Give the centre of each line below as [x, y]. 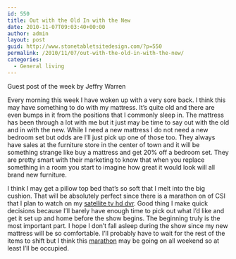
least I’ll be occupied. [38, 248]
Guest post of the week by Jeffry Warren [67, 86]
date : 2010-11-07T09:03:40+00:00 [56, 27]
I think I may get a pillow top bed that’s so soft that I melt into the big [106, 188]
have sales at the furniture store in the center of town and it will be [104, 144]
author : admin [28, 33]
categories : [25, 60]
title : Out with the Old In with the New [69, 20]
